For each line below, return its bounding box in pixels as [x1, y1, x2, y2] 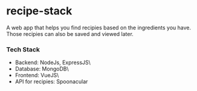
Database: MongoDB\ [15, 65, 69, 72]
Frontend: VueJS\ [15, 72, 59, 79]
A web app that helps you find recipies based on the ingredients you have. [6, 24, 192, 31]
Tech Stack [6, 45, 40, 53]
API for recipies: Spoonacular [15, 78, 88, 85]
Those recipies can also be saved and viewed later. [6, 30, 134, 37]
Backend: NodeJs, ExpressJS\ [15, 59, 91, 66]
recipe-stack [6, 4, 73, 18]
